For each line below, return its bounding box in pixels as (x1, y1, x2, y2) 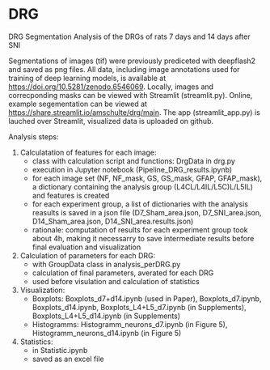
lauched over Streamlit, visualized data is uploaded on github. (8, 116, 214, 125)
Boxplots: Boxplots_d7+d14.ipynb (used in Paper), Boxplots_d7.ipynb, (32, 293, 262, 304)
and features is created (32, 190, 110, 200)
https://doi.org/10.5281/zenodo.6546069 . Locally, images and (8, 82, 214, 91)
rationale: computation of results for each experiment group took (32, 224, 248, 235)
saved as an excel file (32, 354, 104, 364)
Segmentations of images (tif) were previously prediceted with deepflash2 (8, 56, 256, 66)
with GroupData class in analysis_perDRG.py (32, 259, 181, 269)
